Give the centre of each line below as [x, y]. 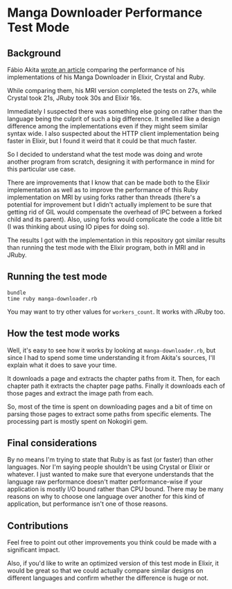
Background [34, 53]
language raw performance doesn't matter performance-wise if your [105, 482]
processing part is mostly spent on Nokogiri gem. [78, 421]
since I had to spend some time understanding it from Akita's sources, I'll [111, 357]
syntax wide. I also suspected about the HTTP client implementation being [113, 134]
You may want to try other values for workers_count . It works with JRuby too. [116, 311]
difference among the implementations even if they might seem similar [108, 126]
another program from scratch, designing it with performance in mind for [111, 162]
